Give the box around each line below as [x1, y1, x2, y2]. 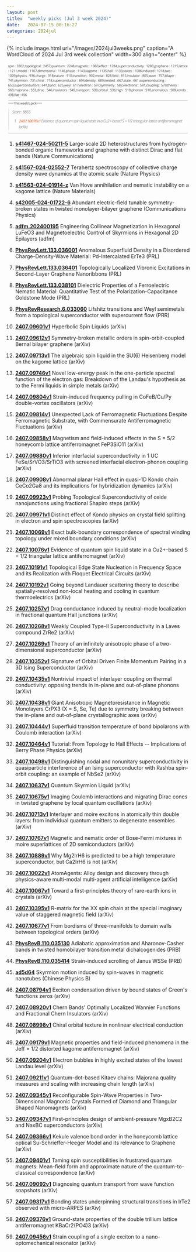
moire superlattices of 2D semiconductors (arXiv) [15, 841, 134, 848]
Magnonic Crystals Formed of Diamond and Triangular [46, 1097, 177, 1104]
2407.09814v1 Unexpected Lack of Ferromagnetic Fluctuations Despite [15, 410, 187, 418]
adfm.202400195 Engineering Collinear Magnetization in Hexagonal [15, 222, 180, 229]
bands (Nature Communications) [15, 152, 94, 159]
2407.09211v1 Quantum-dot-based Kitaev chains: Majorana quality [15, 1074, 177, 1081]
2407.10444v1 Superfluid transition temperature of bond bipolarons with [15, 723, 190, 730]
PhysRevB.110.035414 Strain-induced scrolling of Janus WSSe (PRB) [15, 957, 183, 964]
